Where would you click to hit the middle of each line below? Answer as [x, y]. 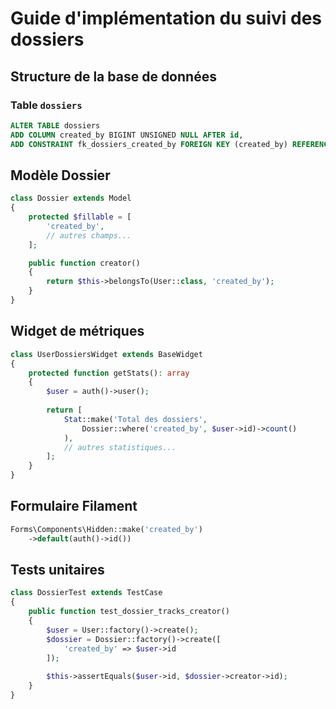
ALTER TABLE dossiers [55, 125]
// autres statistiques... [120, 447]
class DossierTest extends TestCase [86, 593]
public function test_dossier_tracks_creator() [129, 612]
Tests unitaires [57, 569]
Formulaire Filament [74, 506]
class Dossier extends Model [71, 198]
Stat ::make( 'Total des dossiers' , [135, 419]
